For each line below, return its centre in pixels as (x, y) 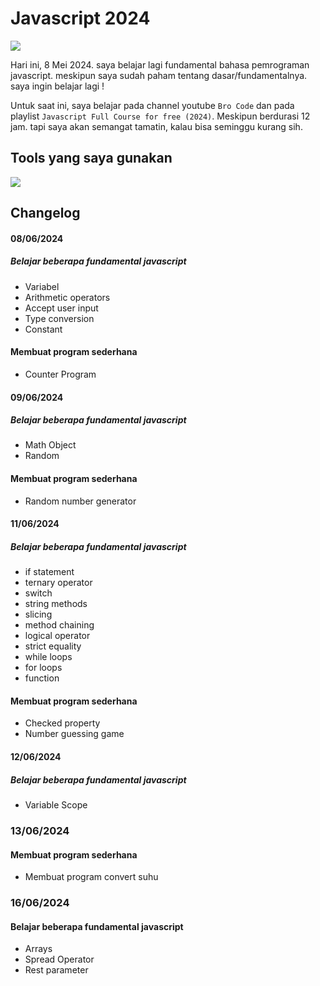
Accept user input (61, 308)
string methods (56, 604)
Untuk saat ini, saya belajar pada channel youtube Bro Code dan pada (152, 105)
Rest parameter (56, 970)
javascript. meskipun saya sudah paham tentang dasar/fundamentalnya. (159, 75)
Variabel (42, 286)
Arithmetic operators (67, 297)
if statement (49, 572)
